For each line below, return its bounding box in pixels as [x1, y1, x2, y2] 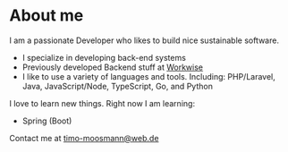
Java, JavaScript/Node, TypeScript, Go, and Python [21, 80, 213, 91]
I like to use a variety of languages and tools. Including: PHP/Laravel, [21, 71, 275, 81]
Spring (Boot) [21, 115, 72, 126]
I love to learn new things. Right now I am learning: [9, 97, 195, 108]
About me [9, 5, 84, 26]
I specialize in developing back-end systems [21, 52, 186, 63]
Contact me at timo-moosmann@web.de [9, 132, 159, 143]
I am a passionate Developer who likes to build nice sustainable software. [9, 35, 280, 46]
